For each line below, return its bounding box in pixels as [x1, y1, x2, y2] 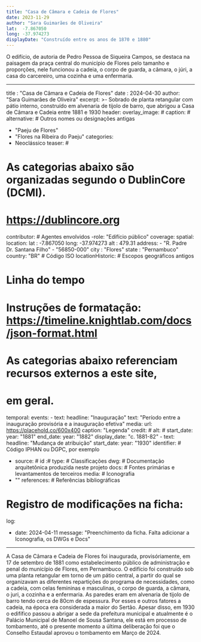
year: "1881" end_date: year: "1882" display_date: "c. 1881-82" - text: [6, 433, 175, 440]
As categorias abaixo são [6, 160, 135, 174]
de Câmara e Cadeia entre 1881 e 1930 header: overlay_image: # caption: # [6, 109, 191, 116]
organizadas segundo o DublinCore [6, 173, 185, 187]
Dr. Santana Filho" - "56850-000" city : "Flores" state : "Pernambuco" [6, 246, 179, 253]
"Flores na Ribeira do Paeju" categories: [14, 133, 114, 140]
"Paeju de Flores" [14, 127, 59, 134]
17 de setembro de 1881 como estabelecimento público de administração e [6, 559, 190, 566]
